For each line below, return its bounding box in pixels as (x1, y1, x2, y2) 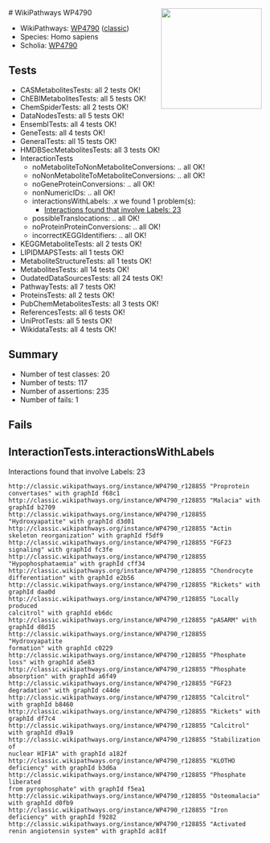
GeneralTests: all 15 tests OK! (19, 136, 117, 146)
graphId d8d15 (8, 623, 56, 631)
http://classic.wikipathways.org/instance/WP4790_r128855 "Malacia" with (8, 496, 261, 504)
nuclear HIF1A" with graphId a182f (8, 750, 128, 758)
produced (8, 602, 38, 610)
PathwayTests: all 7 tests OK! (19, 282, 117, 291)
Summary (8, 347, 59, 361)
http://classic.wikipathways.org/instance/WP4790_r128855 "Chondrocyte (8, 566, 253, 574)
